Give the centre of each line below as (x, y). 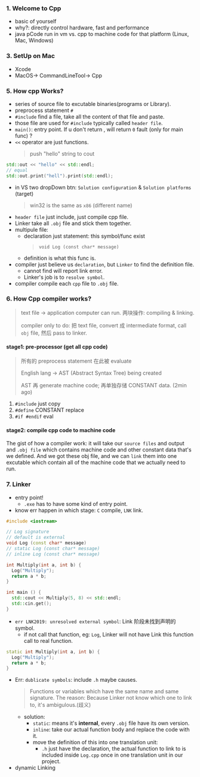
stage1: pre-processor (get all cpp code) (57, 347)
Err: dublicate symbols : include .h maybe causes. (76, 680)
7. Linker (19, 484)
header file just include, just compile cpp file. (72, 217)
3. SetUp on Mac (31, 56)
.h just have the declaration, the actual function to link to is (114, 749)
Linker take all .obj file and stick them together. (73, 223)
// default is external (36, 538)
